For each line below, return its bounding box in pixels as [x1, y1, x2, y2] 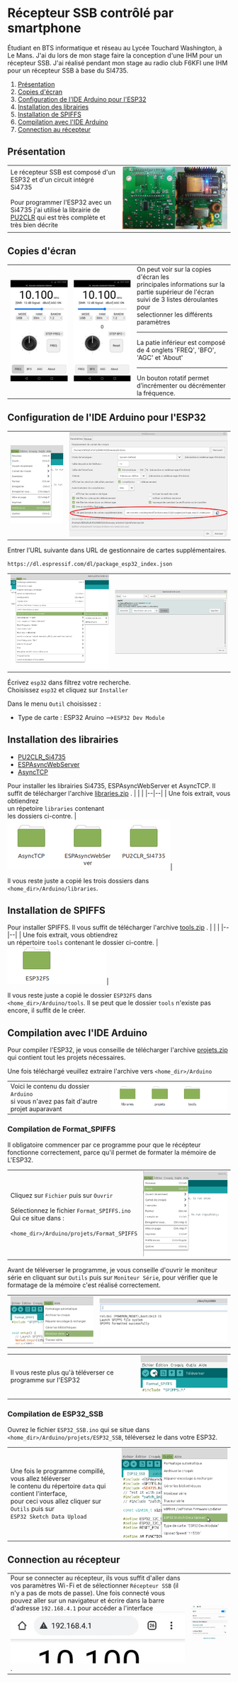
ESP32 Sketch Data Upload [10, 1514, 87, 1521]
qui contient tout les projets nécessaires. [7, 1053, 126, 1062]
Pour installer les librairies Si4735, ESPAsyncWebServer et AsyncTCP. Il [7, 781, 216, 790]
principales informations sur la [137, 280, 225, 289]
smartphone [7, 20, 81, 36]
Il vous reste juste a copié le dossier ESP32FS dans [7, 991, 152, 1000]
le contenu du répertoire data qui [10, 1482, 106, 1490]
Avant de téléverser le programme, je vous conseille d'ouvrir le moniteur [7, 1265, 218, 1274]
